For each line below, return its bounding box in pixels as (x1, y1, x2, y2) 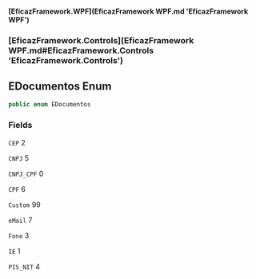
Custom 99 (8, 200, 42, 209)
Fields (8, 120, 33, 131)
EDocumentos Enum (8, 79, 112, 93)
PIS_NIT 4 (8, 261, 41, 271)
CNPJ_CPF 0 (8, 169, 44, 178)
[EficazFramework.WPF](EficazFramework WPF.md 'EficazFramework (8, 6, 249, 16)
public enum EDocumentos (8, 101, 91, 109)
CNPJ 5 (8, 153, 30, 163)
